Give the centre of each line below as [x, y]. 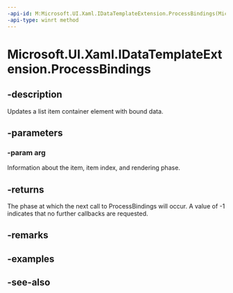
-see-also [29, 282]
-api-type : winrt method [43, 20]
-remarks [28, 235]
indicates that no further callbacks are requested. [78, 213]
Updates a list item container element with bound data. [85, 111]
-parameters [35, 133]
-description [35, 95]
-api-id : [20, 14]
